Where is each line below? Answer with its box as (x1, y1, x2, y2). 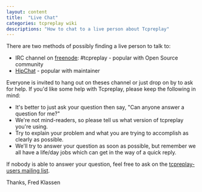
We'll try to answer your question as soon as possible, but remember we (15, 142, 196, 149)
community (15, 61, 44, 68)
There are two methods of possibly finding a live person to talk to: (6, 43, 171, 50)
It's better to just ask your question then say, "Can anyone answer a (15, 104, 185, 111)
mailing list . (21, 167, 50, 174)
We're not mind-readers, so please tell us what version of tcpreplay (15, 117, 184, 124)
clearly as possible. (15, 136, 64, 143)
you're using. (15, 123, 49, 131)
